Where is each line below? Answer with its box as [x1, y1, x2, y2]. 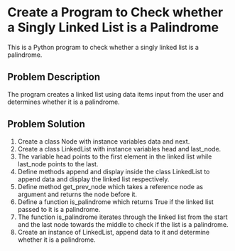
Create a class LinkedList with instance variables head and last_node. [17, 144, 222, 153]
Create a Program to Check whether [7, 4, 224, 21]
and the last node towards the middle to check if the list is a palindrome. [17, 220, 229, 228]
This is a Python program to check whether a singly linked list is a [7, 43, 199, 51]
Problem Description [7, 71, 101, 83]
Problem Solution [7, 118, 85, 130]
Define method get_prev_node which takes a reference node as [17, 182, 204, 191]
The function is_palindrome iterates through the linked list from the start [17, 213, 229, 221]
